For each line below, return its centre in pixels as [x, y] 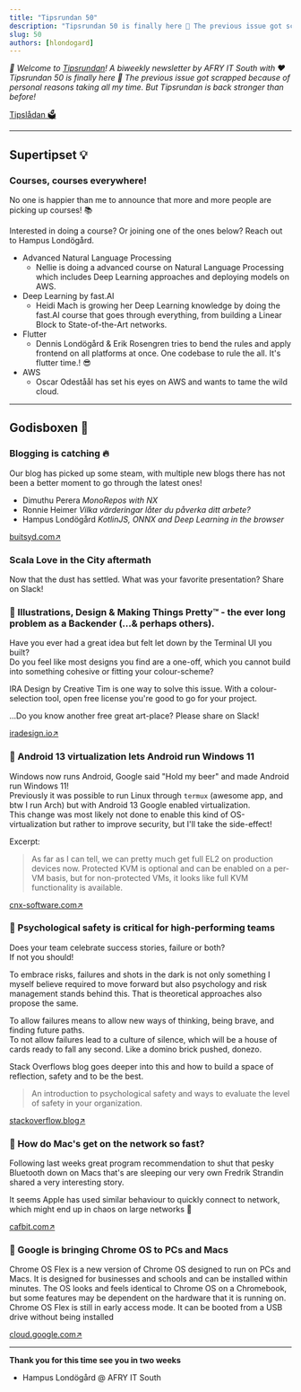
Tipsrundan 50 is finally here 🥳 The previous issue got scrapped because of [150, 78]
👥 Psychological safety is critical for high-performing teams [142, 928]
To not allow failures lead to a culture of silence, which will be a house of [143, 1039]
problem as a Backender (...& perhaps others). [112, 623]
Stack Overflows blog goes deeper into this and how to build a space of [142, 1066]
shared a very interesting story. [67, 1183]
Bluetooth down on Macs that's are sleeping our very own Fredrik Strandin [146, 1173]
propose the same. [44, 1003]
